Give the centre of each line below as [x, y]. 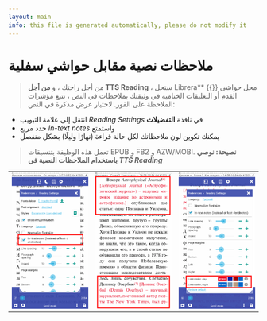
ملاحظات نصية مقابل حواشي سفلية [111, 66]
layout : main [30, 17]
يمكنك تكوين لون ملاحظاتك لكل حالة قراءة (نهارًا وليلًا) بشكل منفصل [120, 137]
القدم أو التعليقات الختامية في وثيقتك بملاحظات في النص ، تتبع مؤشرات [132, 96]
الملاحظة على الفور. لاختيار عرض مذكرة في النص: [101, 104]
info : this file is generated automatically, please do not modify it [128, 25]
